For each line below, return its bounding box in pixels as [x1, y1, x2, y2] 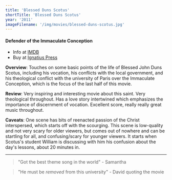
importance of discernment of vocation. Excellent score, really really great [5, 102, 162, 108]
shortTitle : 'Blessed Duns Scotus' [5, 12, 81, 17]
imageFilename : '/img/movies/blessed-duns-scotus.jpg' [5, 22, 125, 27]
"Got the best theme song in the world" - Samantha [17, 159, 126, 165]
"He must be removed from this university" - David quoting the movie [17, 169, 164, 175]
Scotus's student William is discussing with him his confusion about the [5, 139, 156, 145]
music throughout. [5, 107, 44, 113]
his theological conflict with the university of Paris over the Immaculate [5, 75, 155, 82]
